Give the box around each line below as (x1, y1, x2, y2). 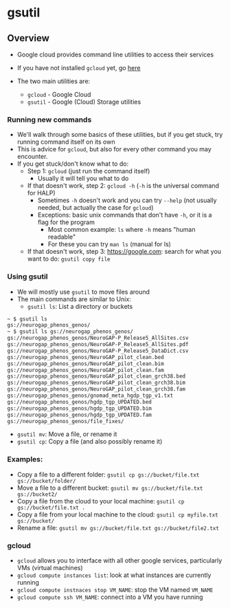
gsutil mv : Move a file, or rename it (16, 430, 117, 438)
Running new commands (7, 115, 92, 124)
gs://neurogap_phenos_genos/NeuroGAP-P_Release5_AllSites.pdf (7, 341, 189, 348)
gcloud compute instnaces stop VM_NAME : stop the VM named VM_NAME (16, 586, 214, 594)
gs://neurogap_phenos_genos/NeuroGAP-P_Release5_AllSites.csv (7, 335, 189, 342)
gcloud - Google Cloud (27, 91, 91, 98)
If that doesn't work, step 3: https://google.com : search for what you (27, 248, 222, 256)
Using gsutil (7, 272, 48, 281)
